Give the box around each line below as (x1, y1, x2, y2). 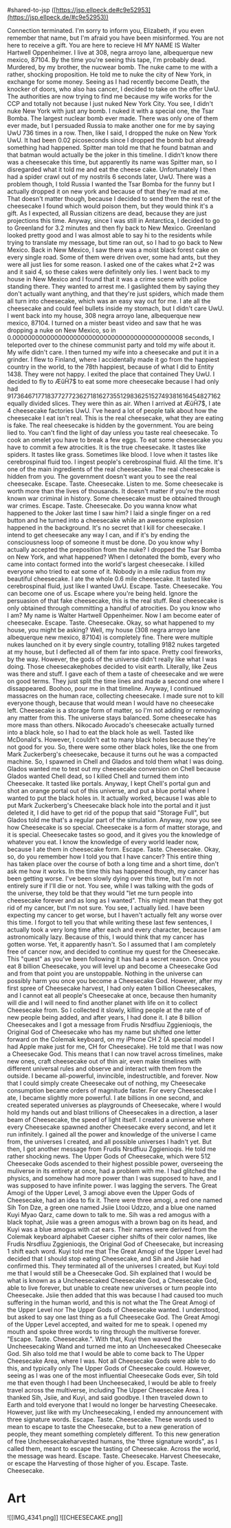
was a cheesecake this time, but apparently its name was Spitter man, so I (7, 158, 217, 166)
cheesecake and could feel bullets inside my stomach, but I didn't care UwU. (7, 304, 224, 312)
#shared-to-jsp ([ (7, 6, 56, 14)
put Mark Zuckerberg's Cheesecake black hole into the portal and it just (7, 801, 211, 809)
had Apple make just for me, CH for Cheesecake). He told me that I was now (7, 1042, 223, 1051)
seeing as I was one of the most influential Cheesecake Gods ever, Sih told (7, 1372, 219, 1379)
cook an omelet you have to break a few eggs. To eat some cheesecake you (7, 436, 223, 444)
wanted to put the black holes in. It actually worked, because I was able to (7, 794, 217, 802)
